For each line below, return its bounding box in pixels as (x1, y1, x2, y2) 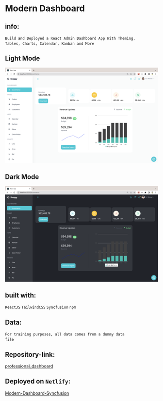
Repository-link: (5, 350, 55, 359)
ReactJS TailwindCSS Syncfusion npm (5, 305, 76, 310)
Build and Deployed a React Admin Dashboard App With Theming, (5, 36, 136, 41)
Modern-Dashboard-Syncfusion (5, 390, 69, 396)
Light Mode (5, 54, 40, 63)
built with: (5, 291, 36, 299)
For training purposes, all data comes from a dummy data (5, 332, 125, 337)
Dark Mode (5, 173, 39, 181)
